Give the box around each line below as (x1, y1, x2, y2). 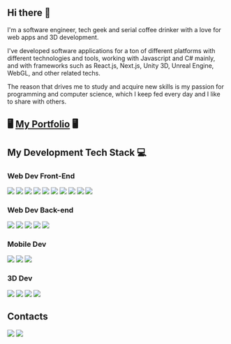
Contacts (7, 310, 49, 322)
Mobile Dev (7, 239, 47, 249)
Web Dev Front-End (7, 171, 75, 180)
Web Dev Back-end (7, 205, 74, 215)
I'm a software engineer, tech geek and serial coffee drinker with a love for (7, 25, 222, 34)
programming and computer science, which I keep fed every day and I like (7, 89, 221, 98)
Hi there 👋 (7, 7, 51, 19)
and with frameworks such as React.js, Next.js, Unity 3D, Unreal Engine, (7, 61, 214, 70)
